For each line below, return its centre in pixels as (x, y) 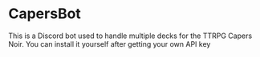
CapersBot (45, 14)
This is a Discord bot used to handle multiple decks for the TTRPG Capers (130, 36)
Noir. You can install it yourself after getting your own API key (110, 44)
